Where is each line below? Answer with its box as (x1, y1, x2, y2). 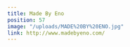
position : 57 (7, 17, 46, 23)
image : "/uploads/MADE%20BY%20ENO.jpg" (7, 23, 124, 30)
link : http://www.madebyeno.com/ (7, 29, 105, 37)
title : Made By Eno (7, 10, 65, 17)
